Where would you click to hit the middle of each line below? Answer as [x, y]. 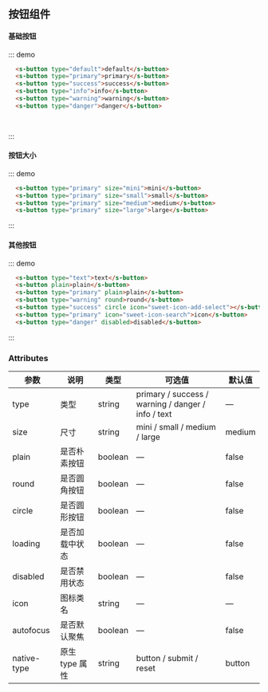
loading [26, 543]
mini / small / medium [176, 427]
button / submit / [167, 658]
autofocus [31, 630]
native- [26, 658]
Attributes [28, 358]
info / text [154, 414]
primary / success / [172, 394]
